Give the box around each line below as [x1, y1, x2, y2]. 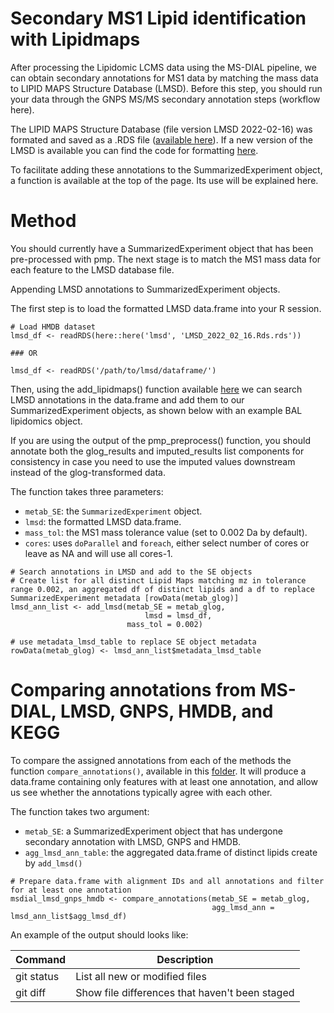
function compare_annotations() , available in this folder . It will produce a [10, 765, 307, 777]
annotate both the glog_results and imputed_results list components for [10, 445, 305, 457]
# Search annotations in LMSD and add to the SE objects [10, 567, 253, 577]
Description [156, 952, 214, 966]
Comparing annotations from [10, 679, 257, 702]
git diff [15, 985, 47, 999]
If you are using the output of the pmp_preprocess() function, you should [10, 434, 311, 446]
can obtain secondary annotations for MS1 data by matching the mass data [10, 72, 319, 84]
